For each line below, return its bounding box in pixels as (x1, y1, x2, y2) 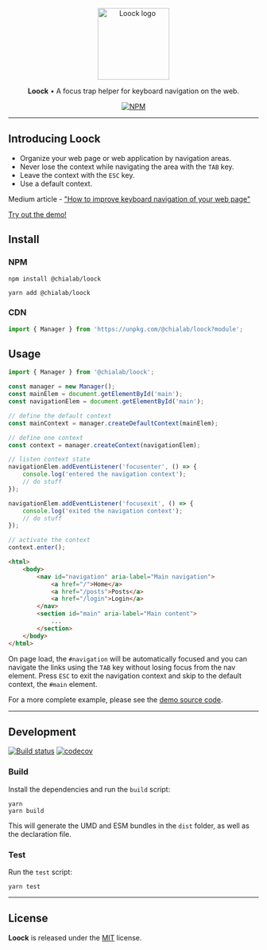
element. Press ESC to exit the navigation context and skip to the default (8, 670, 242, 681)
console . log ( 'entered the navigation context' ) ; (22, 470, 187, 478)
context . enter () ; (8, 544, 66, 552)
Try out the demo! (8, 210, 68, 219)
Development (8, 725, 77, 739)
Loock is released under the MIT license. (8, 932, 142, 942)
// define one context (8, 434, 83, 442)
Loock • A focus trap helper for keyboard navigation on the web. (27, 86, 240, 96)
